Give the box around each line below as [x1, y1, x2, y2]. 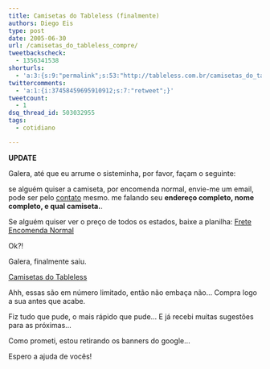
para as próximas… [8, 320, 72, 330]
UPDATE [8, 153, 37, 162]
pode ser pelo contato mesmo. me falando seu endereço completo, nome [8, 192, 255, 202]
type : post [8, 27, 45, 35]
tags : [8, 117, 27, 125]
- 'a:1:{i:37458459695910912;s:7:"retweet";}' [15, 86, 174, 95]
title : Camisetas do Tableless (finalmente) [8, 11, 160, 20]
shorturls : [8, 64, 45, 72]
